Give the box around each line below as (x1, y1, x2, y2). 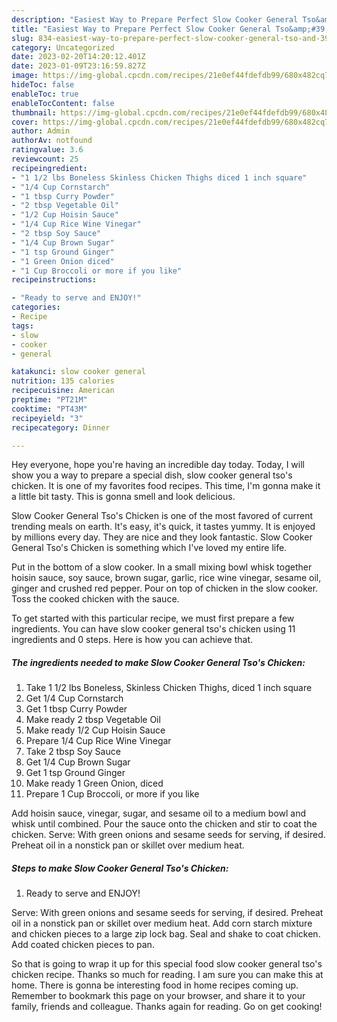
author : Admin (11, 126, 71, 136)
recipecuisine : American (11, 386, 115, 396)
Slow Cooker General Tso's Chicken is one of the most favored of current (11, 510, 314, 522)
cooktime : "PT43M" (11, 404, 88, 414)
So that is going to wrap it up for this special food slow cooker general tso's (11, 958, 323, 970)
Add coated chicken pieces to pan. (11, 939, 155, 951)
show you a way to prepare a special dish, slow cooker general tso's (11, 469, 293, 481)
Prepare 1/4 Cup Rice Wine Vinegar (25, 735, 172, 747)
